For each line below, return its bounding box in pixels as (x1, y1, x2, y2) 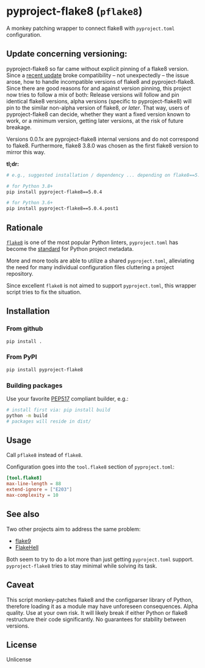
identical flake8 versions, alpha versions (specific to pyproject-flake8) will (6, 97, 192, 105)
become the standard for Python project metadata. (6, 245, 134, 252)
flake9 (15, 537, 32, 544)
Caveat (6, 580, 35, 590)
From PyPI (6, 353, 38, 362)
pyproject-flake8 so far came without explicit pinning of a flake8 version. (6, 65, 189, 72)
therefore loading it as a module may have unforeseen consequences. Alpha (6, 603, 198, 610)
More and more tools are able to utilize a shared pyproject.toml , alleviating (6, 257, 195, 264)
